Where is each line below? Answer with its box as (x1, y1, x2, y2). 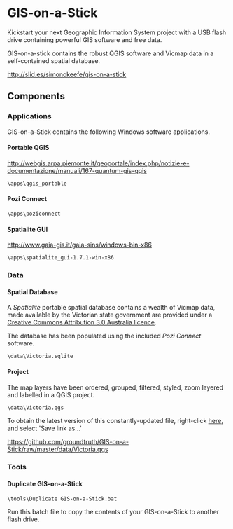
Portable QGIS (7, 144, 50, 152)
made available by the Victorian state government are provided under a (7, 310, 213, 320)
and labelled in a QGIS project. (7, 390, 95, 399)
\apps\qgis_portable (7, 180, 68, 187)
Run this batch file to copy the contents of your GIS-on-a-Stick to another (7, 507, 220, 516)
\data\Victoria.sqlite (7, 352, 73, 360)
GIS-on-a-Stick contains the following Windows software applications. (7, 128, 210, 136)
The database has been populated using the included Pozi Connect (7, 331, 202, 341)
